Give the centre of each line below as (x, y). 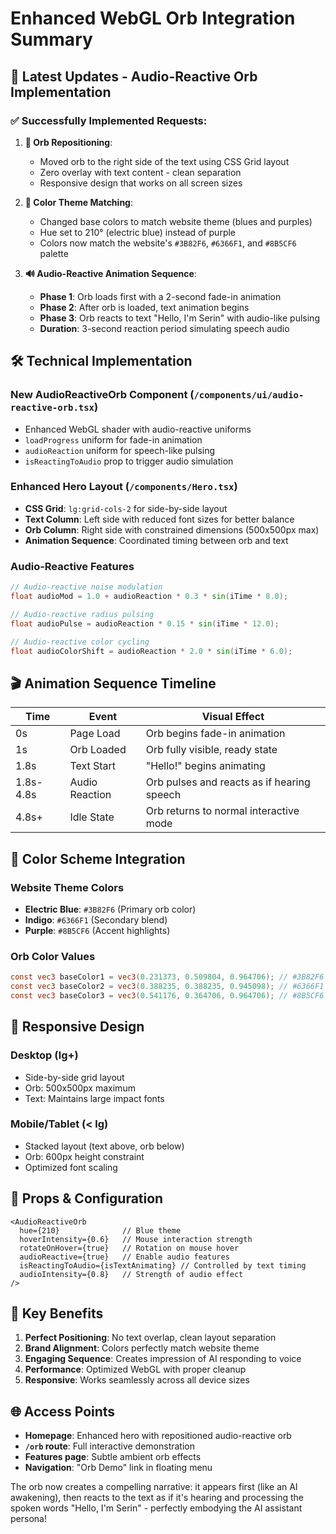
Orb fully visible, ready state (211, 750)
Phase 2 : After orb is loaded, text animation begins (144, 307)
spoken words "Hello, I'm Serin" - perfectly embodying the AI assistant (156, 1508)
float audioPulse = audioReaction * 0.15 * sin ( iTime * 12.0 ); (145, 623)
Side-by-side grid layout (74, 1077)
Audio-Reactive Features (72, 566)
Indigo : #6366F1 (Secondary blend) (96, 919)
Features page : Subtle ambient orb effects (113, 1457)
